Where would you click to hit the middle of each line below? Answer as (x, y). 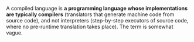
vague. (14, 33)
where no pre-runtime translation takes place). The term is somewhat (90, 26)
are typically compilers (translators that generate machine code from (90, 14)
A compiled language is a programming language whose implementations (97, 8)
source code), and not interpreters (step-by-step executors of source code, (97, 20)
